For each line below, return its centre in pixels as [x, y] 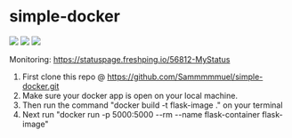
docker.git [41, 85]
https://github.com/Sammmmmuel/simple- [185, 77]
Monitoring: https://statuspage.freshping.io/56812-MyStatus [120, 59]
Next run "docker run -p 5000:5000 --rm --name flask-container [141, 114]
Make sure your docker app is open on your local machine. [130, 95]
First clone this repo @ [63, 77]
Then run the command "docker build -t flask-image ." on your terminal [152, 105]
